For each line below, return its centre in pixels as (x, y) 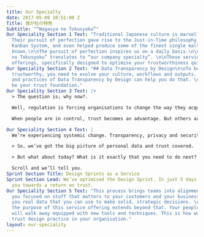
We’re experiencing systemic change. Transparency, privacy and (95, 135)
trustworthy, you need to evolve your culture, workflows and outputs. (104, 74)
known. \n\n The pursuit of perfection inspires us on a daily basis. (100, 52)
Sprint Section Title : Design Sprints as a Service (73, 174)
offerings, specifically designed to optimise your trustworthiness (100, 63)
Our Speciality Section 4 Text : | (50, 129)
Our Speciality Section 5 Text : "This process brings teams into (90, 191)
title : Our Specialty (34, 12)
